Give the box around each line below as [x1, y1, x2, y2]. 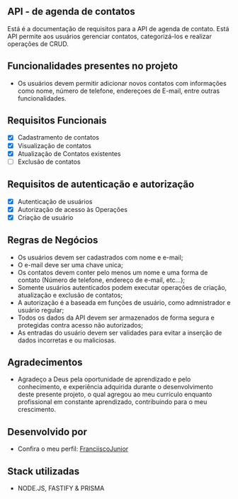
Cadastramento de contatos [17, 133, 99, 142]
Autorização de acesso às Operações [17, 205, 127, 213]
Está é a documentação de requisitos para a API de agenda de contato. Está [7, 24, 229, 33]
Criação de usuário [17, 213, 74, 222]
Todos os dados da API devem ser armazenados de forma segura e [17, 313, 215, 322]
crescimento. [17, 405, 57, 414]
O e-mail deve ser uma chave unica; [17, 260, 123, 269]
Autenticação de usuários [17, 197, 93, 206]
